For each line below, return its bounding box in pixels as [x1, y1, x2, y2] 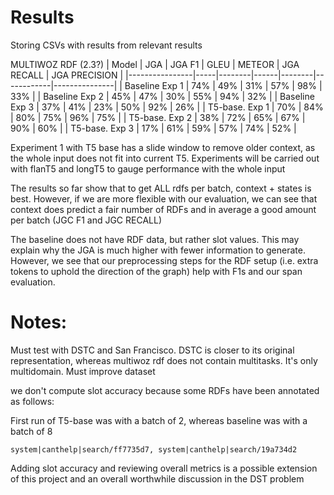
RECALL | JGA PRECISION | [10, 69, 124, 81]
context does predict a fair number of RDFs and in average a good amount [10, 203, 317, 215]
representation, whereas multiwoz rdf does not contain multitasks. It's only [10, 354, 318, 366]
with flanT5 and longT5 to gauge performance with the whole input [10, 162, 286, 175]
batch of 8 [10, 425, 53, 437]
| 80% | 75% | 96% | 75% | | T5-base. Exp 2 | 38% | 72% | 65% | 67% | [10, 111, 306, 123]
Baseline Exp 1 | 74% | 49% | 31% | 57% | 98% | [124, 79, 323, 91]
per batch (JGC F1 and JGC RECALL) [10, 214, 162, 226]
